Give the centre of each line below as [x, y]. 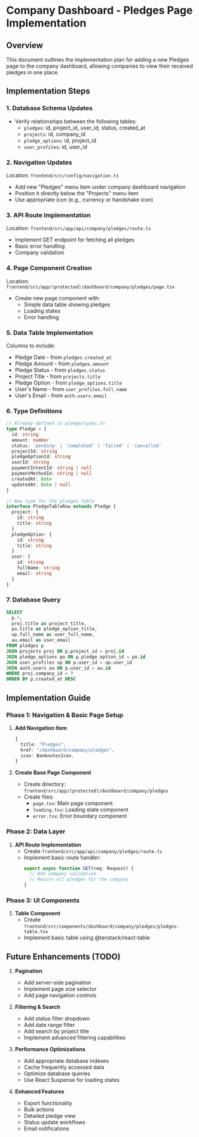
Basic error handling [40, 246]
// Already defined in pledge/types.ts [56, 424]
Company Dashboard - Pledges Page [99, 10]
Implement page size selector [60, 989]
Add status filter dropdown [57, 1018]
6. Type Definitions [34, 411]
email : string [34, 573]
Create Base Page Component [53, 773]
